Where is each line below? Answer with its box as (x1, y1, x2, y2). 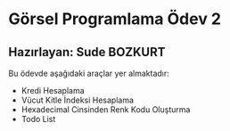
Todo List (21, 114, 56, 124)
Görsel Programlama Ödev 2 (8, 9, 222, 29)
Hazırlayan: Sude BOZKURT (8, 45, 166, 60)
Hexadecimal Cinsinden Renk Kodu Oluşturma (21, 104, 191, 115)
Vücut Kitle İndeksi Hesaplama (21, 94, 135, 105)
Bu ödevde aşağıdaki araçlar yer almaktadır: (8, 68, 170, 78)
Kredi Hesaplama (21, 86, 86, 95)
